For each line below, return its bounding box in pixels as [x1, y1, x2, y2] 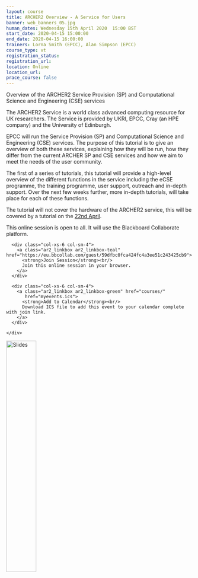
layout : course [6, 8, 44, 15]
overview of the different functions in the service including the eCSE [6, 176, 173, 183]
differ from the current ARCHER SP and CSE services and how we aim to [6, 152, 183, 159]
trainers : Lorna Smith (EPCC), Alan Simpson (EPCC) [6, 42, 136, 48]
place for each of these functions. [6, 195, 89, 202]
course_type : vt [6, 47, 46, 53]
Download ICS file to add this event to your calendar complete [21, 304, 184, 310]
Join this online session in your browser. [21, 263, 132, 269]
